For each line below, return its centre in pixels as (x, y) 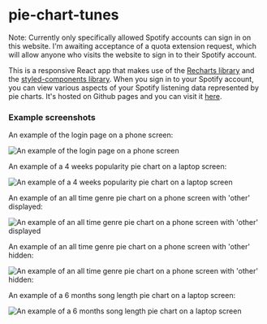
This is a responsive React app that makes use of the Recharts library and (131, 70)
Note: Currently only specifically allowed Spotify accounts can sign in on (130, 37)
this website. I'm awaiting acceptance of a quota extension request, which (133, 45)
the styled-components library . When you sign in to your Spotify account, (131, 79)
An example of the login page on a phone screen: (91, 135)
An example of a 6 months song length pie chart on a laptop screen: (122, 296)
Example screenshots (52, 117)
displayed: (26, 207)
